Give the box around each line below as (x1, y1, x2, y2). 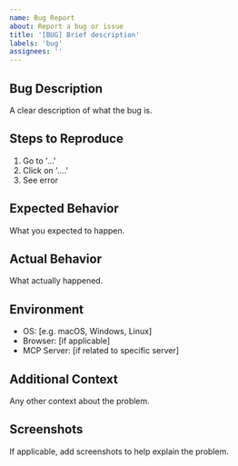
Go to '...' (22, 155, 56, 166)
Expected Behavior (9, 201, 120, 216)
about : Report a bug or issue (9, 22, 124, 31)
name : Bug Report (9, 13, 75, 23)
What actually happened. (9, 275, 104, 286)
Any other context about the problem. (9, 396, 150, 406)
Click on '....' (22, 164, 69, 175)
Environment (9, 302, 84, 317)
